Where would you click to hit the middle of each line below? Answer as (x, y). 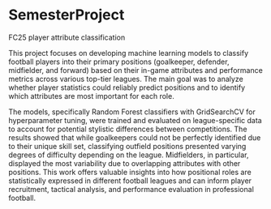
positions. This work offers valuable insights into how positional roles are (130, 172)
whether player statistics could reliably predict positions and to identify (127, 87)
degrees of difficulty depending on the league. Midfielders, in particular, (129, 155)
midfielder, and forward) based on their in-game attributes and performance (136, 70)
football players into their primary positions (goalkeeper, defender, (119, 62)
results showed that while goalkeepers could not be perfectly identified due (135, 137)
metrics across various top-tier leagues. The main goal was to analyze (126, 79)
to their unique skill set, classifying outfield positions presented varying (127, 146)
